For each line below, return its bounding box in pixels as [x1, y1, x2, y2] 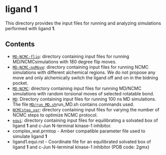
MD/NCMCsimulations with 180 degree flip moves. [12, 59, 117, 65]
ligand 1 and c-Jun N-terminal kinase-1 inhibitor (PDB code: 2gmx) [12, 144, 149, 150]
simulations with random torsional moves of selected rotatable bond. [12, 90, 154, 96]
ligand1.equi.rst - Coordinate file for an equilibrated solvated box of [12, 138, 151, 144]
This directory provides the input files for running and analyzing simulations [5, 20, 161, 26]
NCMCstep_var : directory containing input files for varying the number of [12, 106, 159, 112]
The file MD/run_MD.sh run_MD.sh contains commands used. [12, 101, 134, 107]
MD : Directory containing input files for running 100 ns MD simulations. [12, 96, 156, 102]
